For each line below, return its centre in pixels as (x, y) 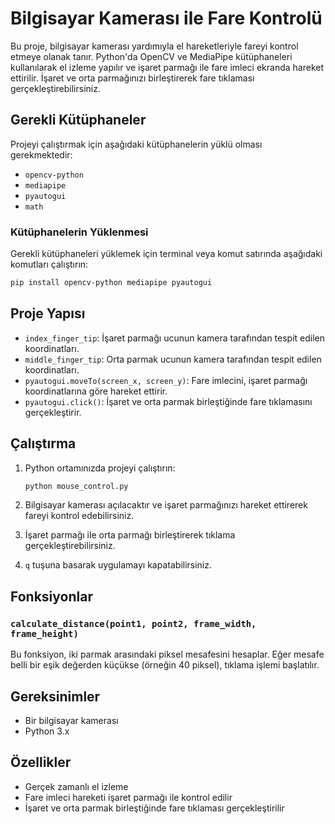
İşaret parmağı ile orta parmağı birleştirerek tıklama (130, 535)
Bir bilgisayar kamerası (71, 720)
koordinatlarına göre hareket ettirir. (96, 391)
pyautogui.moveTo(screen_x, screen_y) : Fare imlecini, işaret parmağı (166, 380)
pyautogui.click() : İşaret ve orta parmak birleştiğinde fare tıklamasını (168, 401)
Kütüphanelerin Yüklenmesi (79, 232)
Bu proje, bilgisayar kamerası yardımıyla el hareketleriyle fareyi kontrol (154, 46)
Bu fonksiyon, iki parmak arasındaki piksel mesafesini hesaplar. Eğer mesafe (167, 654)
